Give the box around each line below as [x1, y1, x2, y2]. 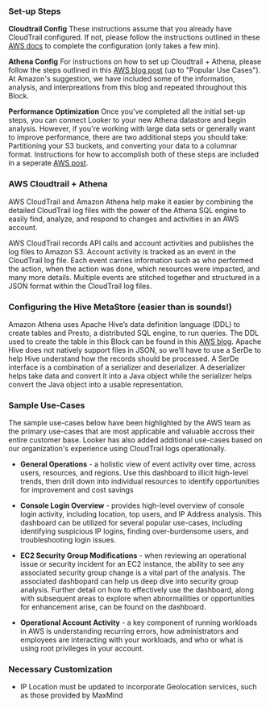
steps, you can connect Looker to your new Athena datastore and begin [8, 115, 247, 125]
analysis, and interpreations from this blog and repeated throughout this [8, 82, 247, 92]
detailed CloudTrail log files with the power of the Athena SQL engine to [8, 205, 247, 215]
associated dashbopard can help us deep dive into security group [19, 576, 239, 586]
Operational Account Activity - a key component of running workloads [19, 618, 258, 627]
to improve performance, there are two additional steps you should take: [8, 132, 248, 142]
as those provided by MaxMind [19, 690, 123, 700]
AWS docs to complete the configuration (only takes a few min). [8, 41, 220, 51]
